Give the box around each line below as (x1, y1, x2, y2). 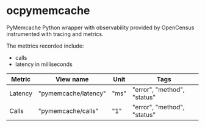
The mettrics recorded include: (6, 42, 84, 49)
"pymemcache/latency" (38, 89, 106, 98)
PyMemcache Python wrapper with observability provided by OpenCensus (6, 24, 195, 31)
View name (55, 74, 89, 83)
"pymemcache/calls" (38, 106, 99, 115)
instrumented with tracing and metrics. (6, 30, 104, 37)
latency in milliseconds (15, 60, 73, 68)
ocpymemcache (6, 4, 90, 18)
